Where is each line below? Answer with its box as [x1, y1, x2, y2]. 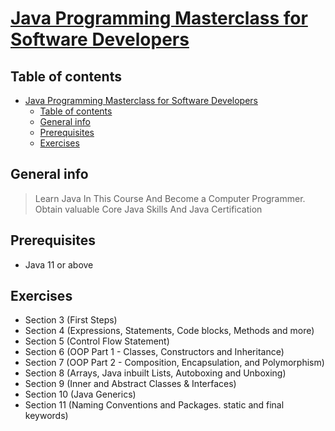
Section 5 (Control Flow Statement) [24, 335, 170, 347]
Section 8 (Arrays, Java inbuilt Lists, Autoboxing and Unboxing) [24, 367, 287, 379]
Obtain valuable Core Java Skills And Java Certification [34, 203, 263, 215]
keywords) [24, 410, 69, 422]
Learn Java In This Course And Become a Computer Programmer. [34, 192, 306, 204]
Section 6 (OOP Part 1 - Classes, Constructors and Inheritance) [24, 346, 285, 358]
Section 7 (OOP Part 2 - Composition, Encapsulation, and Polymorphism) [24, 357, 325, 369]
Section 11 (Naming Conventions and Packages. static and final [24, 399, 285, 411]
